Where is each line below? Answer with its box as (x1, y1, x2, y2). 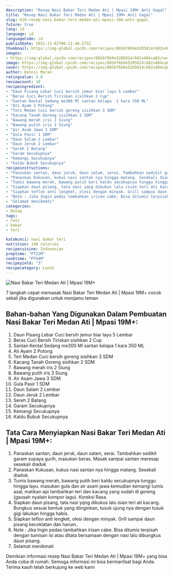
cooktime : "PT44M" (6, 256, 45, 261)
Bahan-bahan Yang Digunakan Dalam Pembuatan (6, 310, 167, 319)
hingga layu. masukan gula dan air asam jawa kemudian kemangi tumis (13, 483, 164, 489)
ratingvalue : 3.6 (6, 75, 43, 80)
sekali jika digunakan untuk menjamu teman (6, 295, 99, 301)
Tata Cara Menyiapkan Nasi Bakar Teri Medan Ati (6, 428, 166, 437)
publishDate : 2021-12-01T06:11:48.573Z (6, 41, 91, 46)
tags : (6, 213, 17, 219)
